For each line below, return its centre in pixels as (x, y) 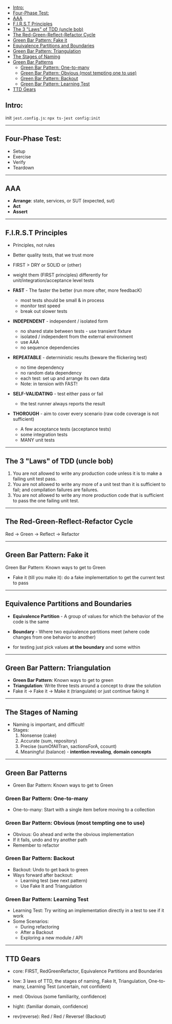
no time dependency (42, 367)
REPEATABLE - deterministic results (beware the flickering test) (80, 358)
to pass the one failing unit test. (46, 501)
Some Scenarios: (31, 921)
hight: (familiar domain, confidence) (50, 1006)
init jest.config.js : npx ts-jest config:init (53, 118)
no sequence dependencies (50, 348)
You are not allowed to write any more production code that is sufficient (88, 495)
